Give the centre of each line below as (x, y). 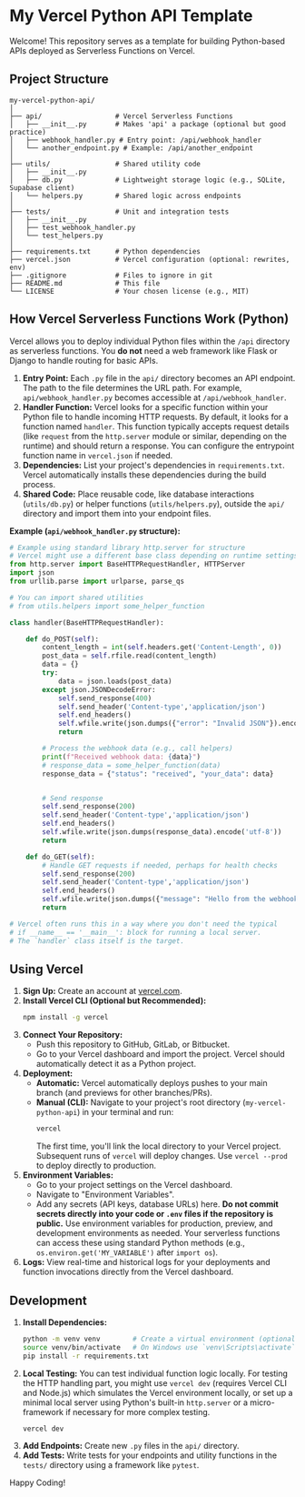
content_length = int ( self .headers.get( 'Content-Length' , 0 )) (162, 648)
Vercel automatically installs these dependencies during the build (144, 475)
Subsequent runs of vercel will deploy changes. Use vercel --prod (162, 1156)
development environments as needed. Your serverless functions (158, 1233)
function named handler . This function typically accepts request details (156, 426)
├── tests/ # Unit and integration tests (119, 211)
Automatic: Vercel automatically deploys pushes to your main (152, 1083)
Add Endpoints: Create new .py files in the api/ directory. (131, 1446)
